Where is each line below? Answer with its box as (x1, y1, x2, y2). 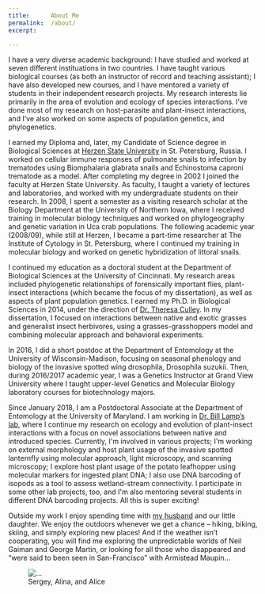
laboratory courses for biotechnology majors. (8, 388, 156, 397)
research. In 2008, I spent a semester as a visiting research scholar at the (8, 197, 248, 206)
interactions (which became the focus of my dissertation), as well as (29, 288, 252, 297)
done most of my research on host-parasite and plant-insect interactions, (8, 105, 248, 115)
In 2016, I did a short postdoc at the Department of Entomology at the (8, 346, 234, 355)
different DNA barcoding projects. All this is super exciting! (8, 496, 199, 505)
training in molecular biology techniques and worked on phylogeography (8, 213, 245, 223)
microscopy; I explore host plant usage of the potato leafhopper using (8, 462, 236, 472)
